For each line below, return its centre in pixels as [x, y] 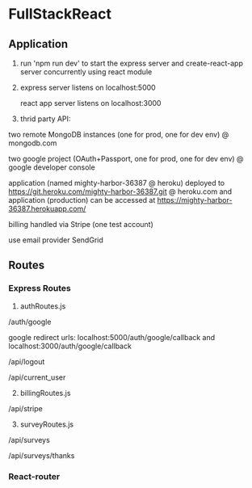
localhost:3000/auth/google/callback [70, 346]
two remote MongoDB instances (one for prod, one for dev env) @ [119, 135]
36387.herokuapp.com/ [47, 208]
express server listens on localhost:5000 [88, 87]
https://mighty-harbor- [195, 200]
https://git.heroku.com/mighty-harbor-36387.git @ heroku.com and [120, 191]
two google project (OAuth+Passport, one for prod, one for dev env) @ [126, 159]
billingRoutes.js [45, 393]
